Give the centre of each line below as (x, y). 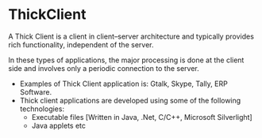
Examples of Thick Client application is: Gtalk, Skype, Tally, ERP (123, 84)
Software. (36, 91)
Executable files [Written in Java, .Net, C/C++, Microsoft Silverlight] (142, 117)
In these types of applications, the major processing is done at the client (126, 60)
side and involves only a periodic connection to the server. (104, 68)
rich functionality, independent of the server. (81, 44)
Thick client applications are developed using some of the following (130, 100)
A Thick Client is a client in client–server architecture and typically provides (131, 36)
